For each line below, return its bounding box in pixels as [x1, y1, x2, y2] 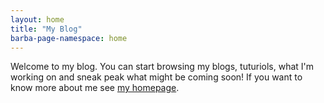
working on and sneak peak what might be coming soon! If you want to [10, 71, 303, 83]
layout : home [10, 14, 65, 25]
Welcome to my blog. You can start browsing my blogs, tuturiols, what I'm [10, 61, 315, 73]
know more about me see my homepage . [10, 82, 180, 94]
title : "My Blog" [10, 24, 83, 34]
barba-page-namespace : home [10, 33, 128, 43]
